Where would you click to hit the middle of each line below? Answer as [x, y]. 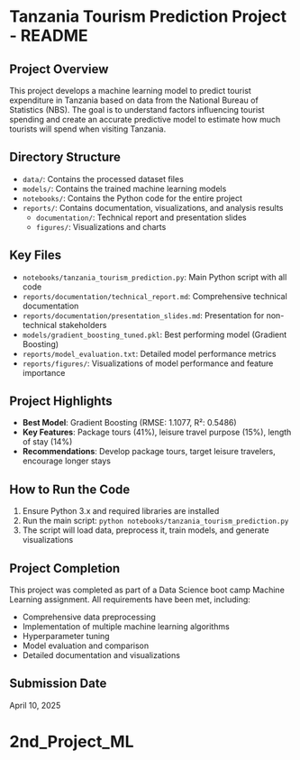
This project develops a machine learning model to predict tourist [131, 91]
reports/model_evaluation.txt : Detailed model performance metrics [149, 353]
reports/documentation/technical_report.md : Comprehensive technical [155, 296]
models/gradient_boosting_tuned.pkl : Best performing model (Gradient [155, 334]
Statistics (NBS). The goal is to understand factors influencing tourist [137, 110]
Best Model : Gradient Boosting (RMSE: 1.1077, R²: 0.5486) [129, 423]
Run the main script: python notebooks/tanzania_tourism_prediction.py [155, 521]
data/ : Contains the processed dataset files [103, 179]
